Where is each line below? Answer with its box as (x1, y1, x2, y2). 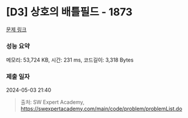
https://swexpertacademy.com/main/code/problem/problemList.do (20, 105, 183, 112)
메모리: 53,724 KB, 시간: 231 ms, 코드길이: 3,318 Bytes (6, 56, 134, 63)
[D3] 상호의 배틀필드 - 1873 (6, 5, 133, 19)
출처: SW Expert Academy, (20, 98, 85, 106)
